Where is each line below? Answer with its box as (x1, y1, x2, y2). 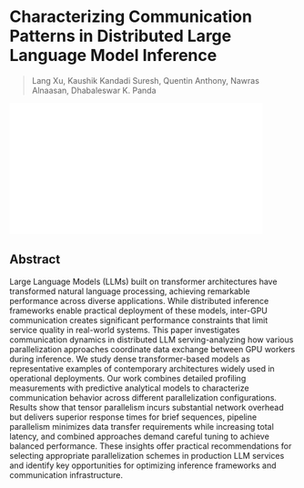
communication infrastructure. (9, 469, 124, 480)
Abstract (9, 252, 61, 268)
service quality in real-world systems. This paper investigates (9, 324, 240, 335)
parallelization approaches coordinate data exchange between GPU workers (9, 343, 296, 354)
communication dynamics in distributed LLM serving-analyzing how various (9, 334, 294, 345)
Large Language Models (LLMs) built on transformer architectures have (9, 276, 278, 287)
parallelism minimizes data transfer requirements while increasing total (9, 421, 275, 432)
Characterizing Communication (9, 6, 253, 27)
